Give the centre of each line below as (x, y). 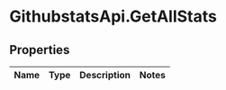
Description (105, 75)
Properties (40, 50)
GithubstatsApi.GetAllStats (113, 17)
